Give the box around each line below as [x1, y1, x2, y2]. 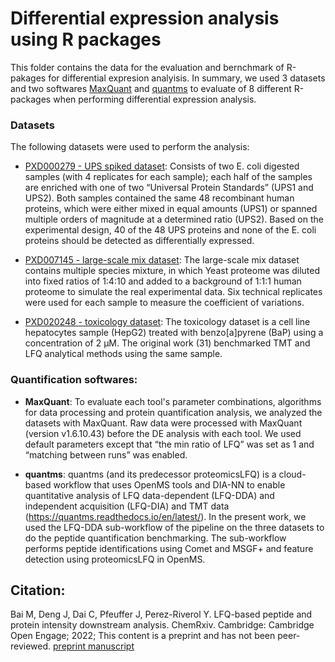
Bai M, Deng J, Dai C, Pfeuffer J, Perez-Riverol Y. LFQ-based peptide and [10, 608, 313, 621]
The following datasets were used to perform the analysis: [10, 141, 250, 153]
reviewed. [10, 640, 52, 652]
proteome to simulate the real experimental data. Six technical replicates [24, 286, 323, 298]
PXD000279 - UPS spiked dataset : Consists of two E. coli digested [24, 160, 300, 172]
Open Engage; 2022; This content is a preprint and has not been [10, 630, 276, 642]
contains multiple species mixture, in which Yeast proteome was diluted [24, 265, 320, 277]
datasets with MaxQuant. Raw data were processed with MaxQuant [24, 417, 303, 429]
